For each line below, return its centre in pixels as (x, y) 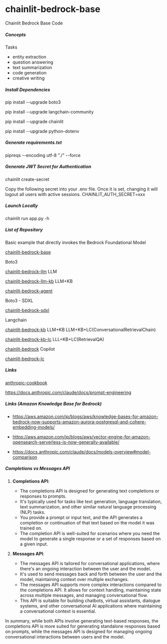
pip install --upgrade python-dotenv (42, 131)
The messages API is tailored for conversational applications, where (90, 563)
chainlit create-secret (27, 179)
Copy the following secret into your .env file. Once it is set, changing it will (81, 189)
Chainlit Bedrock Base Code (34, 23)
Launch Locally (22, 205)
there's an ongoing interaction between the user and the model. (85, 568)
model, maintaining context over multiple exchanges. (74, 579)
